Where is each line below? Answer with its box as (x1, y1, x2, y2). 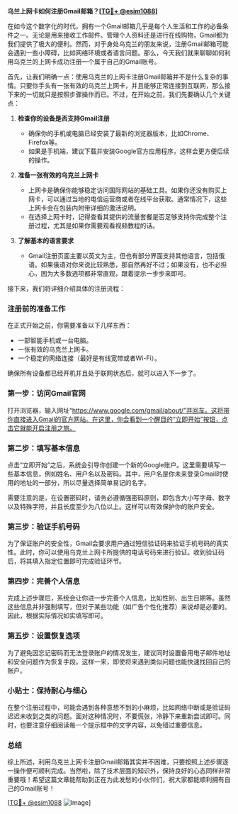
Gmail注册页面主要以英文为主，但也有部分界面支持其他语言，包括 (28, 252, 219, 260)
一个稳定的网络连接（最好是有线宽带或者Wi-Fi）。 (17, 354, 161, 362)
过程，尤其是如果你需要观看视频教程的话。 (34, 221, 159, 230)
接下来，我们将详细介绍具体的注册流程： (7, 284, 125, 293)
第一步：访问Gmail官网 (7, 389, 86, 398)
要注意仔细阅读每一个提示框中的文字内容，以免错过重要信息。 (25, 721, 206, 730)
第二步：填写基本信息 (7, 443, 80, 453)
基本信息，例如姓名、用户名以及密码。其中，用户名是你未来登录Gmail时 (13, 469, 223, 478)
